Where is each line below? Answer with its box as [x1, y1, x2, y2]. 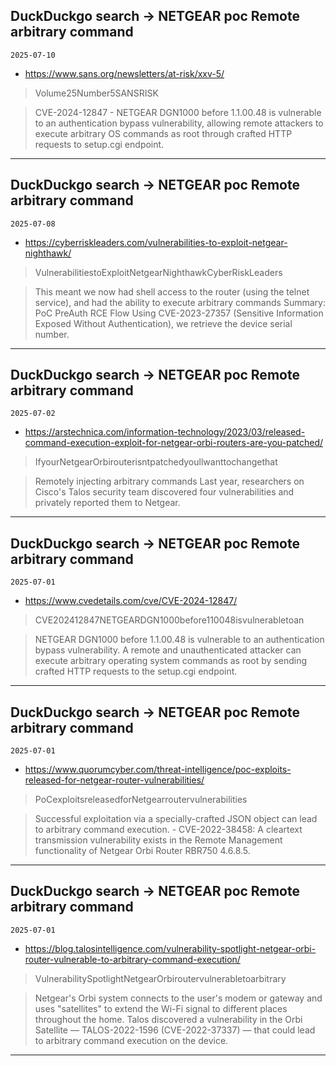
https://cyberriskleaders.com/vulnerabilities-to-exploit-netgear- [24, 236, 288, 248]
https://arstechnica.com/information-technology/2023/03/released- [24, 426, 306, 438]
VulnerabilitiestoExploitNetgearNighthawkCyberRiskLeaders [34, 266, 283, 278]
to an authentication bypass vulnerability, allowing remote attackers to [34, 117, 324, 129]
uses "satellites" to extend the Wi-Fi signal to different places [34, 1002, 288, 1014]
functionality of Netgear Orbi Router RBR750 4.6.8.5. [34, 845, 251, 857]
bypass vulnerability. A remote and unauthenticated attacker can [34, 644, 302, 656]
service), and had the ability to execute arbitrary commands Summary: [34, 296, 326, 308]
